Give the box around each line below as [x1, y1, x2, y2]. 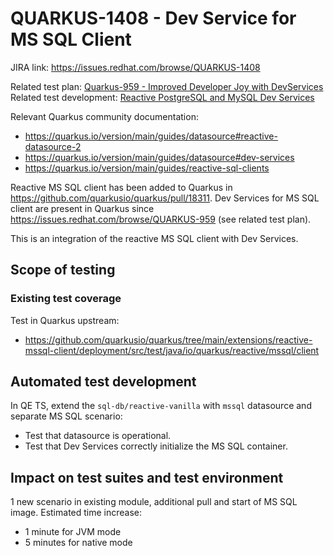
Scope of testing [10, 262, 116, 279]
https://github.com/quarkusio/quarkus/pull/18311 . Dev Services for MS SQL [10, 192, 320, 204]
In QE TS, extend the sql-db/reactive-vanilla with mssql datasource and [10, 400, 312, 412]
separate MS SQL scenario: [10, 410, 123, 422]
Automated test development [10, 373, 197, 391]
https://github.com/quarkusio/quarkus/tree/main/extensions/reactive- [24, 333, 313, 346]
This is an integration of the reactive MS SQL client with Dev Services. [10, 232, 299, 244]
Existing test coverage [10, 292, 122, 306]
